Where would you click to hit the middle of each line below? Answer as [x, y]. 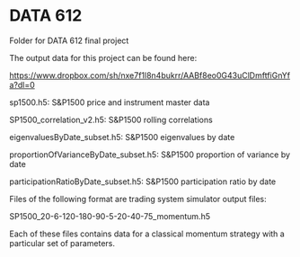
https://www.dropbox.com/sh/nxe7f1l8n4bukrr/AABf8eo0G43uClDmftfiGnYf [150, 75]
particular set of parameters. [62, 243]
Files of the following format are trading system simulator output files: [138, 199]
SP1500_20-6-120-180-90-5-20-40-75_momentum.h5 [110, 216]
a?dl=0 [22, 84]
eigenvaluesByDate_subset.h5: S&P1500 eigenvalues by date [122, 137]
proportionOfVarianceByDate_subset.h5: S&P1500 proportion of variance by [150, 155]
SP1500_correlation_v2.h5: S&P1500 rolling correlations [111, 120]
